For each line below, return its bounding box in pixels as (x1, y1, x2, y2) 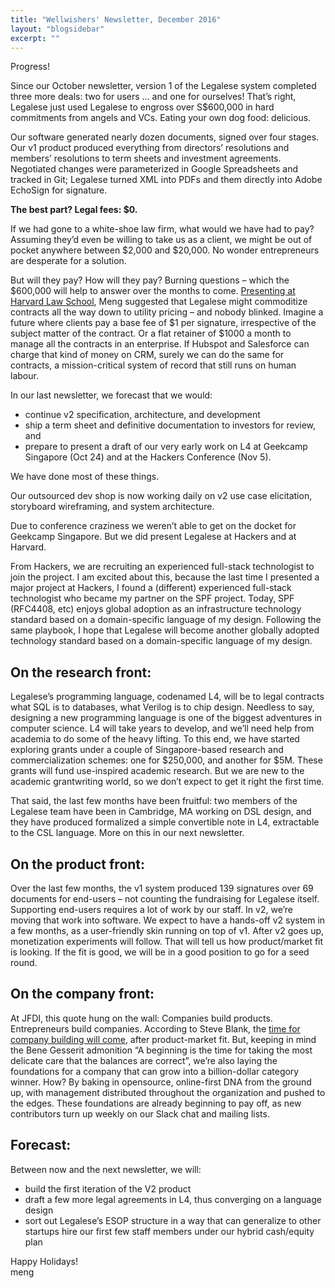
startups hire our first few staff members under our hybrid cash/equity (24, 1225, 315, 1237)
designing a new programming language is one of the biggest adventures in (10, 712, 323, 724)
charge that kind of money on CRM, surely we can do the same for (10, 349, 285, 361)
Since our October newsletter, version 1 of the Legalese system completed (10, 80, 317, 92)
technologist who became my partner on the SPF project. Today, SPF (10, 592, 295, 605)
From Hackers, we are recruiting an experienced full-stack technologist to (10, 561, 315, 573)
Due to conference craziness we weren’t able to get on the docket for (10, 520, 297, 532)
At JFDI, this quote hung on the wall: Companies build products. (10, 1012, 273, 1024)
